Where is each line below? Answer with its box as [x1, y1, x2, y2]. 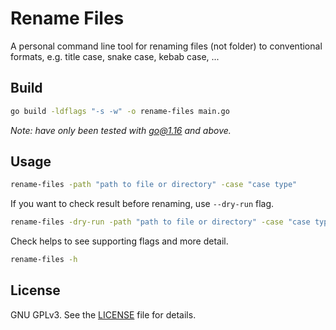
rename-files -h [10, 255, 78, 265]
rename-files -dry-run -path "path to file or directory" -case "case [10, 217, 311, 227]
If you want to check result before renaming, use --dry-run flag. [10, 198, 275, 210]
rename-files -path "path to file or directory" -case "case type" [10, 180, 298, 190]
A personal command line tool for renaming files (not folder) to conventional [10, 40, 323, 52]
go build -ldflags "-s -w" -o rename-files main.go [10, 106, 230, 116]
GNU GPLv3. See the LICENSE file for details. [10, 308, 197, 321]
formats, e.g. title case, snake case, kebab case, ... [10, 50, 220, 62]
